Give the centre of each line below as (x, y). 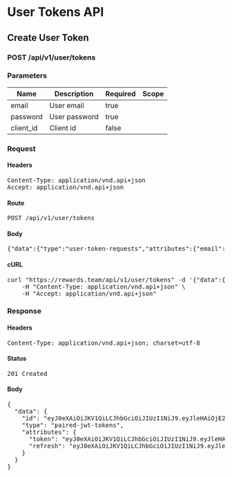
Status (17, 359)
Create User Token (48, 38)
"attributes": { (49, 432)
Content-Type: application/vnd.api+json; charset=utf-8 (104, 343)
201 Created (27, 373)
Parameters (27, 75)
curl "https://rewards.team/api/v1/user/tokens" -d (97, 280)
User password (74, 116)
